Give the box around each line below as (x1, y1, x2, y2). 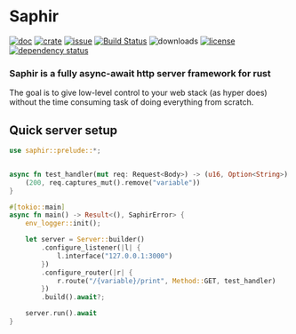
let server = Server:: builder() (25, 235, 145, 244)
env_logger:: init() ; (25, 219, 101, 228)
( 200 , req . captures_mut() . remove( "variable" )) (25, 178, 201, 187)
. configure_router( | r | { (41, 268, 133, 277)
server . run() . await (25, 309, 98, 318)
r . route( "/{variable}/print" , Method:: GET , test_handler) (56, 276, 276, 285)
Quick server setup (9, 123, 118, 138)
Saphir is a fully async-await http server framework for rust (9, 67, 271, 79)
